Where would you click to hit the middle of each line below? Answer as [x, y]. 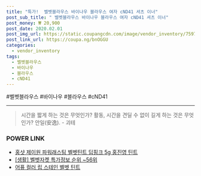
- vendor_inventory [36, 51]
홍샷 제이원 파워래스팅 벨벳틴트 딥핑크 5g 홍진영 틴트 [76, 152]
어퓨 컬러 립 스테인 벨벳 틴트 [48, 167]
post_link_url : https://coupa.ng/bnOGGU [57, 40]
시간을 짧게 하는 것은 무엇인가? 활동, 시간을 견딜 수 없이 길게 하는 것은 [102, 115]
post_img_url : [24, 34]
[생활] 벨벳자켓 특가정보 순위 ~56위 [56, 160]
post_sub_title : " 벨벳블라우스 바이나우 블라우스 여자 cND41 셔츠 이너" [87, 17]
